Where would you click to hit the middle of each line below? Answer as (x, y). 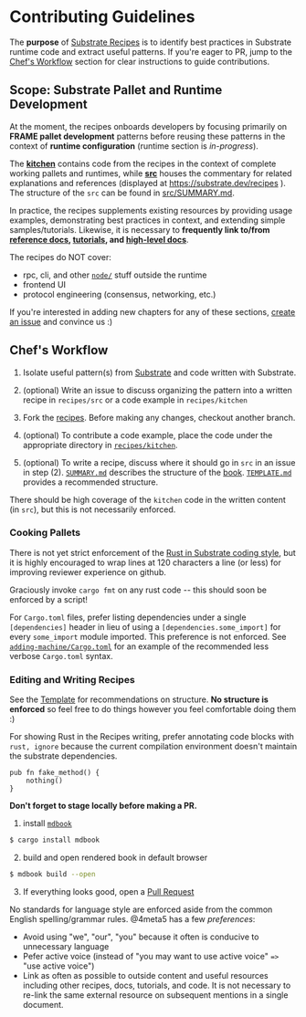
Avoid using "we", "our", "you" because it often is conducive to (141, 937)
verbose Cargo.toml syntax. (61, 655)
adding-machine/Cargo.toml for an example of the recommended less (139, 646)
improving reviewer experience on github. (88, 571)
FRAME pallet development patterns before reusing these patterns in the (148, 136)
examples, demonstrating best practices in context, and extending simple (148, 220)
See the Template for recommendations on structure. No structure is (139, 699)
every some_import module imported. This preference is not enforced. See (148, 636)
